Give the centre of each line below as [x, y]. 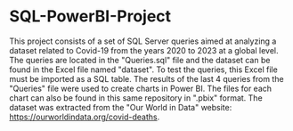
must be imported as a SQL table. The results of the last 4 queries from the [146, 78]
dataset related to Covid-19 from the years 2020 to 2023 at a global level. [144, 50]
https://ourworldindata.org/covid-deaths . [85, 117]
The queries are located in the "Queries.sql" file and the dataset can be [140, 60]
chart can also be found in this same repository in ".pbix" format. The [136, 98]
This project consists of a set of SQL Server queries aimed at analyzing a [143, 41]
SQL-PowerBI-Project [90, 16]
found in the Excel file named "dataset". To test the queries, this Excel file [143, 70]
